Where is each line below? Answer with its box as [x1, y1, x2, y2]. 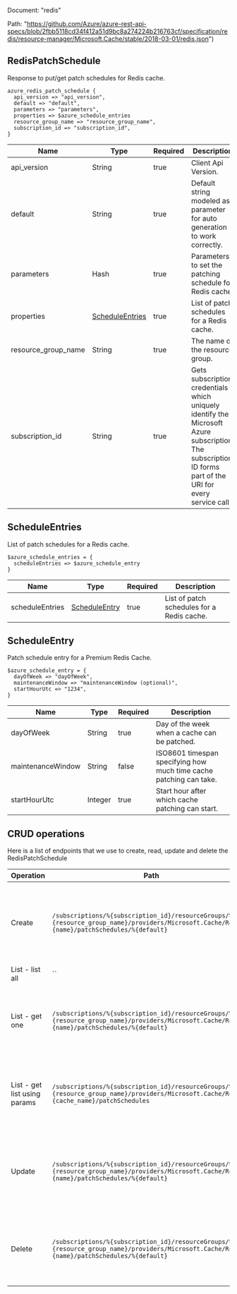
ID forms [190, 462, 220, 472]
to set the [190, 260, 223, 270]
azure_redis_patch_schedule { [7, 87, 97, 94]
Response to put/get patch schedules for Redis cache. [7, 73, 166, 82]
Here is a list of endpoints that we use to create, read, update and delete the [7, 846, 229, 855]
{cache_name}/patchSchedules [51, 1097, 150, 1105]
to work [190, 231, 217, 240]
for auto [190, 213, 217, 223]
